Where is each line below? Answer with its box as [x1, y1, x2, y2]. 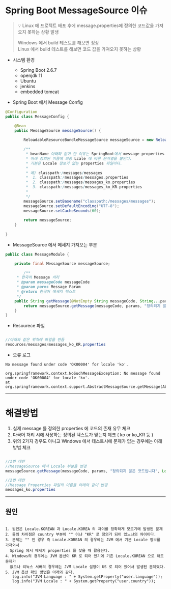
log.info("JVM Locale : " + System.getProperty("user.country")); [12, 579, 156, 584]
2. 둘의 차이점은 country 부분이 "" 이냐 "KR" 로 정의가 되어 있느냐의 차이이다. [5, 532, 156, 537]
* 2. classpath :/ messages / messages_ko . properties [25, 180, 136, 185]
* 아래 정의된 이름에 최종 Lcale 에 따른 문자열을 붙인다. [25, 156, 132, 161]
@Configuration [5, 109, 38, 115]
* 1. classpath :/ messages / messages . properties [25, 175, 129, 180]
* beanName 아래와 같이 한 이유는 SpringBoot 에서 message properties [25, 151, 164, 157]
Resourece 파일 [12, 323, 45, 329]
